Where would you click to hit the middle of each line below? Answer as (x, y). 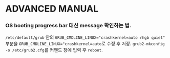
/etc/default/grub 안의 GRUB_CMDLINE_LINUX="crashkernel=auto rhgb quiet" (85, 37)
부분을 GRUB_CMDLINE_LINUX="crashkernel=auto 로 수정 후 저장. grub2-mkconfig (85, 44)
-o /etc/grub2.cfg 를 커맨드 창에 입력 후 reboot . (54, 50)
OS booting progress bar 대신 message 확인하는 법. (68, 26)
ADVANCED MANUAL (52, 9)
